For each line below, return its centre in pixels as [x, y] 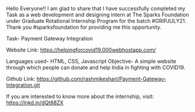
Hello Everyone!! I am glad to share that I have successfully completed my [96, 9]
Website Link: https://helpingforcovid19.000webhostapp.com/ [81, 50]
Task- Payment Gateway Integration [49, 38]
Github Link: [21, 79]
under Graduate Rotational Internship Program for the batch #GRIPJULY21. [96, 21]
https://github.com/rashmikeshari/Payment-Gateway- [101, 79]
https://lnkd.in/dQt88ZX [35, 103]
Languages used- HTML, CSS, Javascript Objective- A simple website [91, 61]
